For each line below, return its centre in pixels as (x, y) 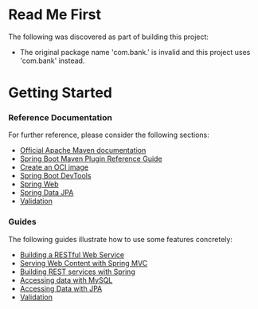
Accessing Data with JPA (61, 288)
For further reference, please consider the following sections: (109, 135)
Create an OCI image (54, 167)
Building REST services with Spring (77, 272)
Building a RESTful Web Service (72, 254)
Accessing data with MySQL (66, 280)
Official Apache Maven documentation (83, 151)
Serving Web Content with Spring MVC (84, 263)
